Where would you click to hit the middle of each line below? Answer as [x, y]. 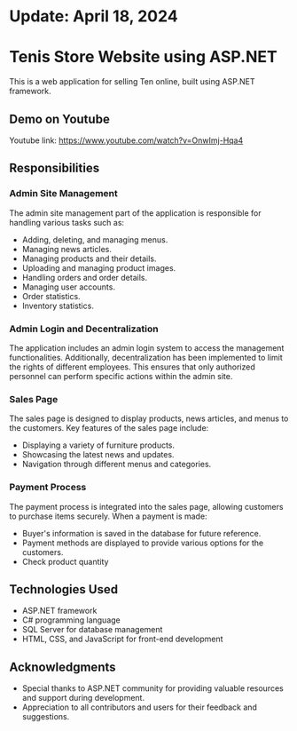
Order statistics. [51, 296]
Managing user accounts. [68, 287]
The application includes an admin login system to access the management [147, 347]
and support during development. [83, 698]
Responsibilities [55, 168]
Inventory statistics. [58, 306]
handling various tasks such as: [67, 222]
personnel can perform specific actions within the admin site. [121, 376]
